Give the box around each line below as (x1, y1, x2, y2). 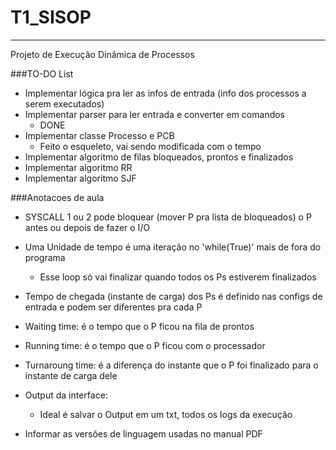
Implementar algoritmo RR (24, 161, 133, 173)
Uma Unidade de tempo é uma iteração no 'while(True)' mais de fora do (24, 241, 322, 253)
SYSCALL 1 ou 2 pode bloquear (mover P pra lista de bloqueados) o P (24, 211, 312, 223)
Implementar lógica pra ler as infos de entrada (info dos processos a (24, 87, 307, 99)
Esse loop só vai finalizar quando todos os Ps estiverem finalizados (39, 271, 317, 283)
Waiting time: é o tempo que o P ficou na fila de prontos (24, 320, 255, 332)
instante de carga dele (24, 369, 118, 381)
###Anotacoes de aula (10, 191, 105, 203)
